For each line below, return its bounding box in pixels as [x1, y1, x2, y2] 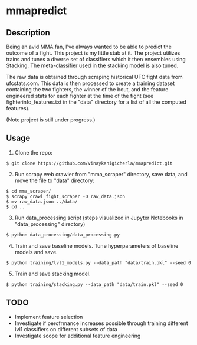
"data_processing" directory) [14, 220, 86, 228]
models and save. [14, 248, 58, 255]
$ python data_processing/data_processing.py [6, 232, 120, 238]
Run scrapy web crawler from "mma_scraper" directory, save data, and [14, 170, 188, 178]
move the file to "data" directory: [14, 177, 94, 184]
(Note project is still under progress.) [6, 116, 96, 123]
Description [6, 28, 50, 38]
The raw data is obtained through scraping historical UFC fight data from [6, 74, 183, 80]
